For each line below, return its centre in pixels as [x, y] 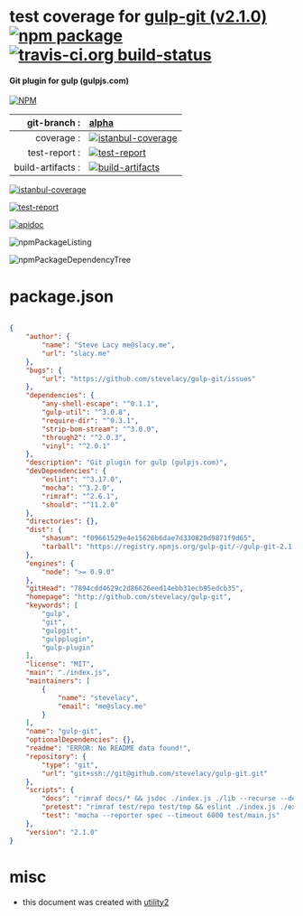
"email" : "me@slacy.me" [102, 706]
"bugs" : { [44, 370]
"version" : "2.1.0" [62, 832]
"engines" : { [50, 563]
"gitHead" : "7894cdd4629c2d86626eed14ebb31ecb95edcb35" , [135, 589]
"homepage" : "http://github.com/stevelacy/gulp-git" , [129, 597]
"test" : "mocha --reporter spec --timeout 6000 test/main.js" [161, 816]
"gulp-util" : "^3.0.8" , [86, 413]
